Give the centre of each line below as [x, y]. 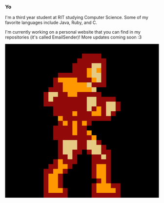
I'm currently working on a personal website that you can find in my [73, 32]
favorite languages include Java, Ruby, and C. [51, 22]
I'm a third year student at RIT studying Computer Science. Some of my [77, 18]
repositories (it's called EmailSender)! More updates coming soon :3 [73, 37]
